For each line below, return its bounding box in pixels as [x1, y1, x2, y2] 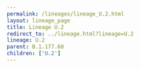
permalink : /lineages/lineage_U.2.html [6, 10, 125, 18]
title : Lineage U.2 [6, 23, 64, 30]
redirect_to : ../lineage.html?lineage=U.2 [6, 30, 134, 38]
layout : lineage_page [6, 17, 71, 24]
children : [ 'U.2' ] [6, 50, 61, 57]
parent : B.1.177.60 [6, 43, 64, 50]
